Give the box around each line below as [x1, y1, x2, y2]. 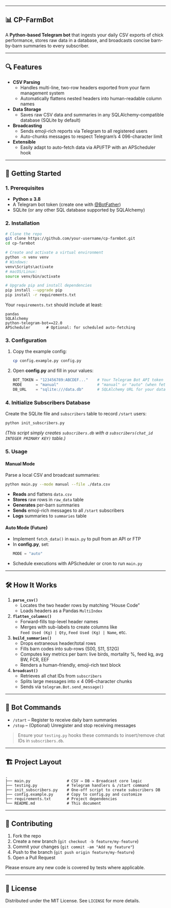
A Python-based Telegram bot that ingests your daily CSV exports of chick [5, 32, 164, 38]
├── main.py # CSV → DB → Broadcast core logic [5, 778, 142, 783]
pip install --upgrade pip [5, 288, 63, 293]
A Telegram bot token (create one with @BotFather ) [12, 201, 121, 207]
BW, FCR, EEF [20, 656, 49, 662]
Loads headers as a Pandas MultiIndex [20, 608, 103, 614]
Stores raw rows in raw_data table [12, 497, 84, 503]
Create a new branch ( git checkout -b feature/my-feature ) [12, 839, 139, 845]
